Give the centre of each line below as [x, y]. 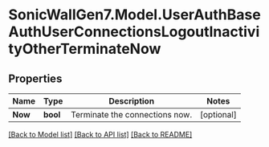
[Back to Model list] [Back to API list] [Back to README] [100, 135]
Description [131, 101]
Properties [35, 78]
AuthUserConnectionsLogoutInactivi [134, 32]
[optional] [218, 114]
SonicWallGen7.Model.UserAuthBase [134, 15]
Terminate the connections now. [132, 114]
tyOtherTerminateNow [85, 49]
